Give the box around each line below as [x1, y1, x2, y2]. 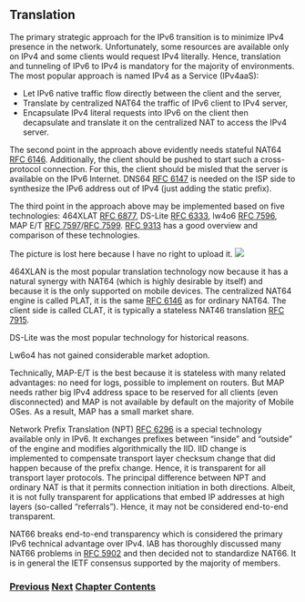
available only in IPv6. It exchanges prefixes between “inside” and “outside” [9, 433, 293, 444]
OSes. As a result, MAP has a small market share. [9, 405, 195, 417]
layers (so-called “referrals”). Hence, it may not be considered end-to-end [9, 501, 289, 512]
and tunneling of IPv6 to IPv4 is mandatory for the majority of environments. [9, 60, 295, 71]
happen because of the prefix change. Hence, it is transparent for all [9, 462, 267, 473]
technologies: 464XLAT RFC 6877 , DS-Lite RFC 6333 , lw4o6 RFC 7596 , [9, 209, 278, 221]
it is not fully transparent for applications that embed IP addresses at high [9, 491, 285, 502]
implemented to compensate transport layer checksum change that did [9, 453, 276, 464]
